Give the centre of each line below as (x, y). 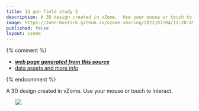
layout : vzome (24, 34)
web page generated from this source (62, 62)
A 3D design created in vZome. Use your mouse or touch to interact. (89, 91)
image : (14, 22)
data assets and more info (46, 68)
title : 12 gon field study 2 (42, 12)
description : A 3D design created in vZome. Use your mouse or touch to (99, 17)
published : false (28, 28)
